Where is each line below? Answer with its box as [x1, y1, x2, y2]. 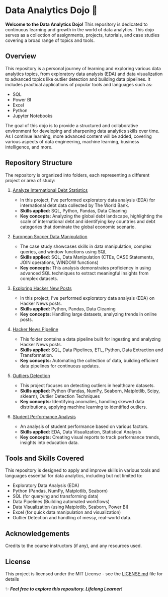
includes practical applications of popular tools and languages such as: [5, 81, 153, 87]
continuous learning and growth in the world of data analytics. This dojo [5, 26, 154, 32]
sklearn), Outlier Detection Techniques [20, 393, 100, 399]
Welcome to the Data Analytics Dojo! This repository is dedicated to [5, 21, 148, 27]
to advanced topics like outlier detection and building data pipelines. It [5, 76, 151, 82]
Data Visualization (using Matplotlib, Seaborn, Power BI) [12, 504, 129, 510]
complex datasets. [20, 275, 59, 282]
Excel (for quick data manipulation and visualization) [12, 509, 121, 515]
